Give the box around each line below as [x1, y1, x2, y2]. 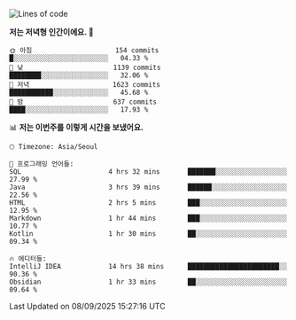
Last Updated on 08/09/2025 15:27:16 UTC [9, 301, 166, 311]
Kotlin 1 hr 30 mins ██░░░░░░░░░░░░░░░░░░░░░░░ [9, 230, 288, 238]
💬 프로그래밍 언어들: [9, 160, 74, 168]
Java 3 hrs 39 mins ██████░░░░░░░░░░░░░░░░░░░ [9, 183, 288, 191]
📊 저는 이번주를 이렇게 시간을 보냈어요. [9, 122, 144, 132]
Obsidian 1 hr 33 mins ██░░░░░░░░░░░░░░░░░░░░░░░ [9, 277, 288, 286]
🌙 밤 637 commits [9, 98, 158, 106]
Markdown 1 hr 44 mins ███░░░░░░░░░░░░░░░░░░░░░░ [9, 214, 288, 222]
